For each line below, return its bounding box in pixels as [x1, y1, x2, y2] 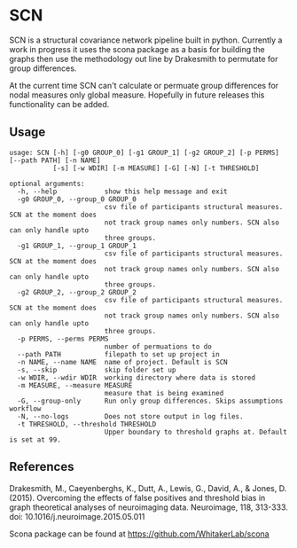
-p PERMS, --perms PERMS [17, 334, 109, 343]
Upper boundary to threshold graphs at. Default [104, 427, 288, 436]
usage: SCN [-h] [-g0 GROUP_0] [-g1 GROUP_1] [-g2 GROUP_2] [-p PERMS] [9, 148, 279, 157]
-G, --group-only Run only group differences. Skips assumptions [17, 396, 284, 405]
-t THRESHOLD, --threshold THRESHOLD [17, 419, 157, 428]
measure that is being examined [104, 388, 224, 397]
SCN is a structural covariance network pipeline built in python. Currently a [9, 35, 283, 45]
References [9, 459, 74, 474]
